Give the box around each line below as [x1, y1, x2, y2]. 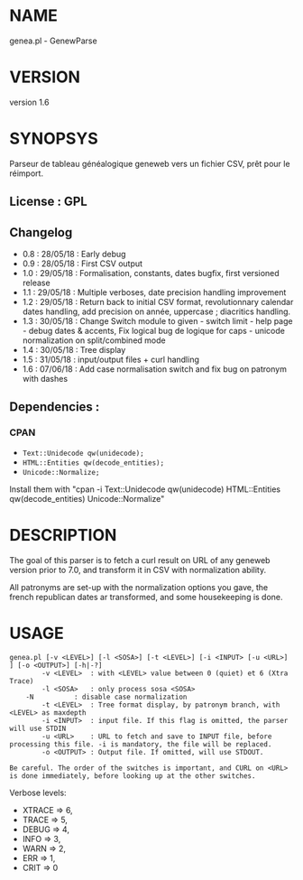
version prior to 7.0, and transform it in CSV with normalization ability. [9, 564, 267, 575]
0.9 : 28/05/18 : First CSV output [22, 258, 142, 269]
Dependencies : [9, 399, 100, 415]
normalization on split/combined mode [22, 335, 166, 346]
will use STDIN [9, 724, 67, 733]
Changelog [9, 225, 73, 240]
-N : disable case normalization [25, 692, 188, 701]
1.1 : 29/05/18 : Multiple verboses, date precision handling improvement [22, 287, 287, 298]
